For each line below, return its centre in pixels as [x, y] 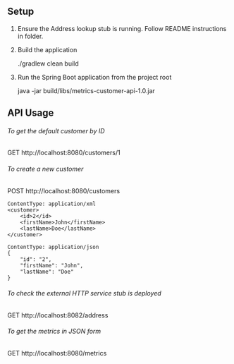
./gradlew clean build [48, 63]
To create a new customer [45, 169]
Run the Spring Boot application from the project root [94, 77]
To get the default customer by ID [56, 131]
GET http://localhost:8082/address [58, 315]
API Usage [31, 113]
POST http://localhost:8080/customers [64, 190]
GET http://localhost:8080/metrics [57, 353]
